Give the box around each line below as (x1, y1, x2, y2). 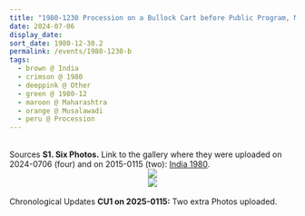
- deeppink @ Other (17, 81, 92, 90)
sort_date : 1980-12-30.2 (9, 38, 103, 48)
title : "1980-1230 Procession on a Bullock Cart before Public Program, (9, 13, 290, 23)
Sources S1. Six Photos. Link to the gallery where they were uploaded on (9, 149, 283, 160)
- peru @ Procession (17, 114, 95, 123)
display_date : (9, 30, 64, 39)
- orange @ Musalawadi (17, 106, 103, 115)
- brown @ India (17, 64, 79, 74)
